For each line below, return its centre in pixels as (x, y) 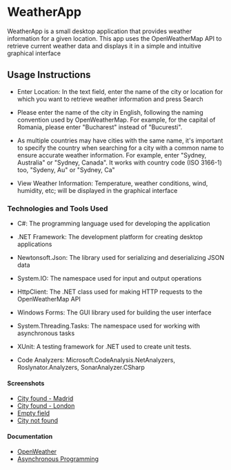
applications (34, 244)
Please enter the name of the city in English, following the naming (110, 112)
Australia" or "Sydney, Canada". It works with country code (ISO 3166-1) (120, 162)
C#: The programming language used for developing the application (113, 224)
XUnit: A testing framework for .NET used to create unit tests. (104, 347)
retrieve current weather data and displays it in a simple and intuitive (104, 46)
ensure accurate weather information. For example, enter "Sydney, (112, 155)
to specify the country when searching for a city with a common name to (120, 148)
